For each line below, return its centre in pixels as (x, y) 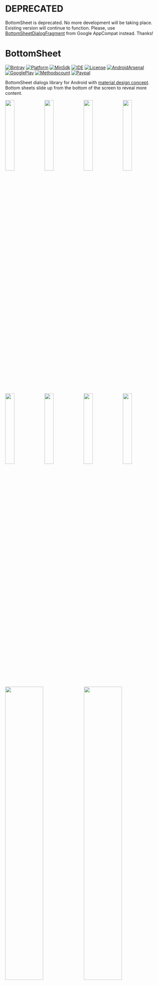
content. (14, 93)
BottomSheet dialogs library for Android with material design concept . (77, 82)
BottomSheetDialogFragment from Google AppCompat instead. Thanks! (79, 33)
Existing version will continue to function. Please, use (60, 28)
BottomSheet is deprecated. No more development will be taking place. (79, 23)
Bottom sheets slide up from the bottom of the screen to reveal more (76, 88)
